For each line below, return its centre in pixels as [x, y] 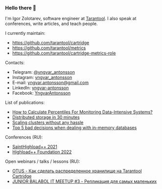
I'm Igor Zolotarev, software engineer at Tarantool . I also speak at [71, 19]
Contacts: [15, 63]
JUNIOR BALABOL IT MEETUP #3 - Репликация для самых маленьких [84, 182]
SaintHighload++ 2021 [35, 147]
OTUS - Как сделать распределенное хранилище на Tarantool [77, 171]
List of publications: [25, 103]
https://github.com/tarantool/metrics [49, 48]
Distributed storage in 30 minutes [46, 117]
